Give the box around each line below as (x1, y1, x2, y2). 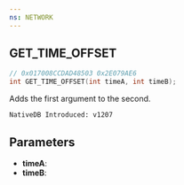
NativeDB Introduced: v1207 (9, 111, 114, 119)
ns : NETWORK (9, 12, 53, 22)
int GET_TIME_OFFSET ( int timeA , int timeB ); (9, 77, 177, 87)
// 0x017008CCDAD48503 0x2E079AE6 (9, 69, 138, 78)
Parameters (9, 135, 76, 150)
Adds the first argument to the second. (9, 94, 151, 104)
